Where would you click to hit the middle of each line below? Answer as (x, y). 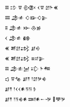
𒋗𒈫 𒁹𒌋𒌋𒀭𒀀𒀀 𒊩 (21, 89)
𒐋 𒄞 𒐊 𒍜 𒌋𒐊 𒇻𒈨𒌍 (32, 7)
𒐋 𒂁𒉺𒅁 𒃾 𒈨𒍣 (28, 69)
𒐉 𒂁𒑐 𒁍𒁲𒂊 (23, 28)
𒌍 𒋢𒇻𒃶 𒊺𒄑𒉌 (25, 58)
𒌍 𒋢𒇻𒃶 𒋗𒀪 (23, 48)
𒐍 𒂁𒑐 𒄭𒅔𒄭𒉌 (26, 18)
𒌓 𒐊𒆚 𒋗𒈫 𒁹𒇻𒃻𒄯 (26, 79)
